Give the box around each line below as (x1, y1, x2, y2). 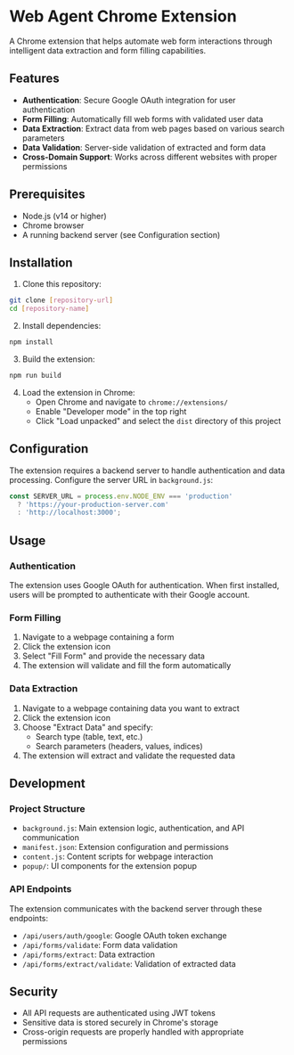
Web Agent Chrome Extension (9, 6, 238, 27)
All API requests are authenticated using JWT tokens (21, 1008, 216, 1018)
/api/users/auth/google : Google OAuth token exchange (21, 929, 227, 941)
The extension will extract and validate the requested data (21, 750, 236, 761)
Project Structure (9, 802, 86, 814)
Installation (9, 255, 73, 270)
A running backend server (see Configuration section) (21, 229, 221, 240)
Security (9, 984, 58, 999)
